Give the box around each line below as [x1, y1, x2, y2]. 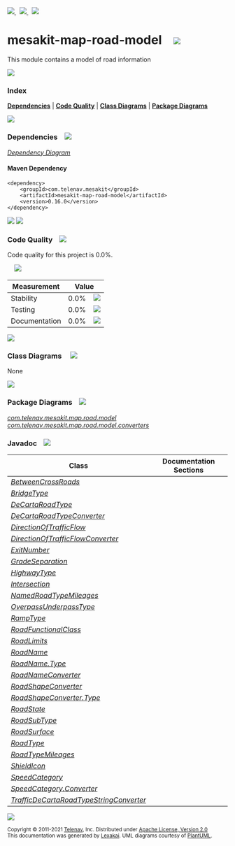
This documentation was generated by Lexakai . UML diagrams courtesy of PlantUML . [7, 832, 213, 839]
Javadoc [7, 438, 37, 448]
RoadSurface [10, 726, 55, 736]
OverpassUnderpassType [10, 601, 96, 611]
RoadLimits [10, 636, 48, 645]
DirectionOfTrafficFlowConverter [10, 533, 119, 543]
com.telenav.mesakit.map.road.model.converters [7, 421, 150, 429]
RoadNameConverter [10, 670, 81, 680]
